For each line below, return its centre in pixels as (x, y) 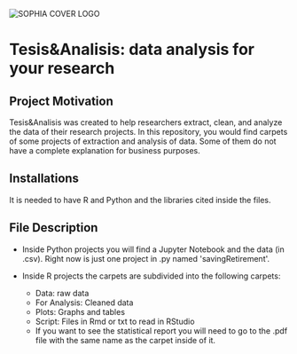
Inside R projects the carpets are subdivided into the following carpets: (151, 276)
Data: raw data (62, 293)
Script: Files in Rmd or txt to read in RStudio (115, 321)
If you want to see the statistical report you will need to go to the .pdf (161, 330)
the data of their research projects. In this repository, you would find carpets (148, 132)
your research (62, 69)
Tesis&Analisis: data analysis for (132, 50)
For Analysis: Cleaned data (84, 303)
